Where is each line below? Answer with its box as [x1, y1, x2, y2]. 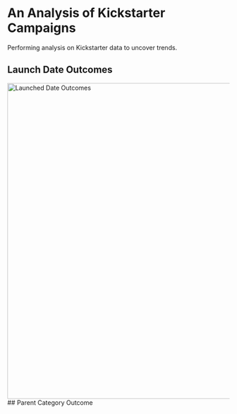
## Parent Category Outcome [7, 398, 93, 407]
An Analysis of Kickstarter [7, 5, 166, 21]
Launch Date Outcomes [7, 64, 113, 76]
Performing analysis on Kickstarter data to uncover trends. [7, 43, 178, 52]
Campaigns [7, 20, 76, 36]
